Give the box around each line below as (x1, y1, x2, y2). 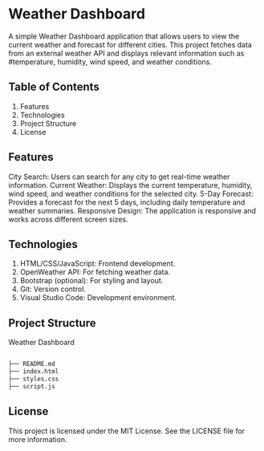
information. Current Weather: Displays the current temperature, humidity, (8, 180, 253, 189)
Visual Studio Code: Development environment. (19, 293, 177, 303)
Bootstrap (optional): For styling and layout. (19, 276, 164, 286)
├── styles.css (8, 375, 59, 383)
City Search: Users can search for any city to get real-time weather (8, 172, 230, 181)
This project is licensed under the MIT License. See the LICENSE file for (8, 426, 246, 436)
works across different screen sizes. (8, 214, 128, 224)
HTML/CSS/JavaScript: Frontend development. (19, 258, 176, 269)
